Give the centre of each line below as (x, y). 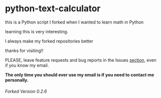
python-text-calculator (53, 9)
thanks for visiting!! (24, 50)
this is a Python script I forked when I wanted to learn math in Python (74, 22)
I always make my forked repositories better (49, 41)
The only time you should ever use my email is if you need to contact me (80, 74)
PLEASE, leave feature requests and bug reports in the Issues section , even (81, 60)
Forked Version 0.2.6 (26, 91)
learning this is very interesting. (37, 31)
